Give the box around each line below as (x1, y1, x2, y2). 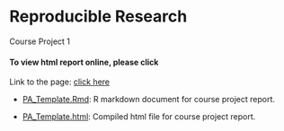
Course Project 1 (9, 36, 70, 47)
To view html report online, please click (9, 57, 159, 67)
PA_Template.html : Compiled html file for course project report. (22, 111, 256, 122)
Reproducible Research (9, 6, 188, 27)
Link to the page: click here (9, 76, 111, 87)
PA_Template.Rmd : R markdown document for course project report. (22, 94, 276, 105)
